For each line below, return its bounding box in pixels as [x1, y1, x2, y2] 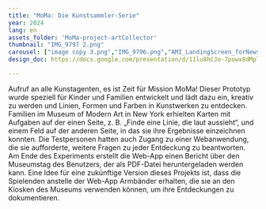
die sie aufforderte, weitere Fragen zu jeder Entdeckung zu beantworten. [8, 143, 245, 152]
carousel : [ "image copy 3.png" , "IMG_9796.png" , [8, 48, 169, 56]
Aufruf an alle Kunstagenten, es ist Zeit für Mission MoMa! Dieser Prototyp [8, 84, 251, 93]
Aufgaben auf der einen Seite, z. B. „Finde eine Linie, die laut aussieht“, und [8, 118, 254, 127]
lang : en [8, 26, 37, 34]
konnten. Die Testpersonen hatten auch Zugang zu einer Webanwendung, [8, 134, 249, 144]
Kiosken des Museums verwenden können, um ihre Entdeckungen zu [8, 185, 234, 194]
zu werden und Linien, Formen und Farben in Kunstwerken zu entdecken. [8, 100, 248, 110]
